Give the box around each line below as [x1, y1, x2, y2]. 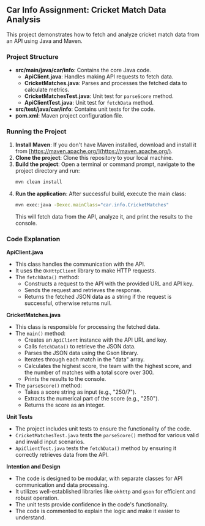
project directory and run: [15, 167, 80, 175]
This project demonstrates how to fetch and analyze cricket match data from [6, 31, 199, 38]
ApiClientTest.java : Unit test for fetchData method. [24, 99, 154, 107]
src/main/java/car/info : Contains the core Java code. [15, 67, 151, 74]
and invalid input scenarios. [15, 438, 85, 446]
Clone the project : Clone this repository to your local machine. [15, 154, 173, 162]
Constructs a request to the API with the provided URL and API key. [24, 280, 194, 287]
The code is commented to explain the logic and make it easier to [15, 508, 181, 515]
